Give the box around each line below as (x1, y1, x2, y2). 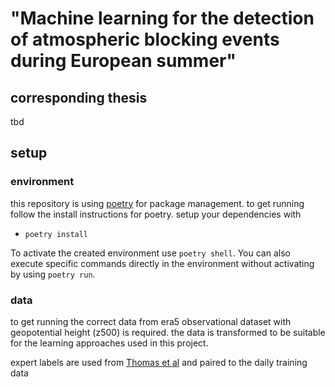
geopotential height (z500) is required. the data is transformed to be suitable (10, 326, 326, 338)
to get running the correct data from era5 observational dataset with (10, 315, 292, 327)
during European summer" (10, 50, 237, 72)
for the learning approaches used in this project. (10, 337, 209, 349)
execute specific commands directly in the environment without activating (10, 257, 315, 269)
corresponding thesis (10, 89, 148, 106)
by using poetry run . (10, 268, 96, 280)
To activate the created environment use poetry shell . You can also (10, 247, 291, 259)
